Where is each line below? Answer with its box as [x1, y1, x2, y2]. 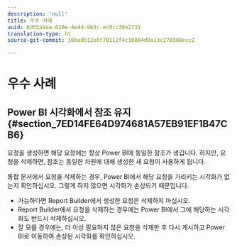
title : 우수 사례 [7, 17, 53, 24]
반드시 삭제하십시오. [31, 214, 87, 223]
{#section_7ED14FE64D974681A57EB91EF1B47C [7, 118, 228, 130]
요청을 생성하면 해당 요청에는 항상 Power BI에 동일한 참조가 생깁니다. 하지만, [7, 148, 219, 157]
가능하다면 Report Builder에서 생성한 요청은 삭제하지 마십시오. [17, 197, 191, 205]
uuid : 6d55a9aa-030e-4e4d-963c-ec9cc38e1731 [7, 23, 141, 31]
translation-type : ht [7, 30, 72, 38]
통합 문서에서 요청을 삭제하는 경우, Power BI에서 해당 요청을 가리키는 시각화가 [7, 172, 223, 181]
